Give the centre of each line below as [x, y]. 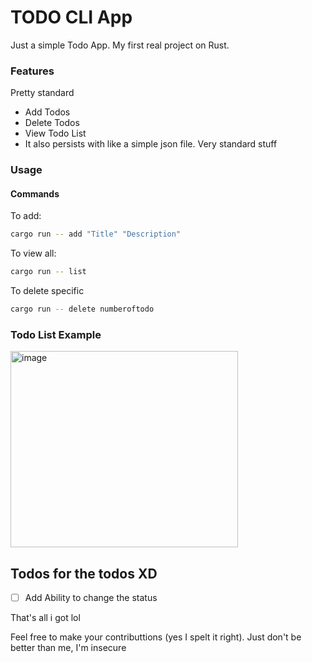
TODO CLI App [71, 17]
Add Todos [47, 112]
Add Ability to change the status [91, 598]
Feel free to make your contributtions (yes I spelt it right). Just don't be [156, 637]
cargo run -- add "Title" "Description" [96, 234]
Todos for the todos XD [84, 573]
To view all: [33, 253]
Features [32, 71]
